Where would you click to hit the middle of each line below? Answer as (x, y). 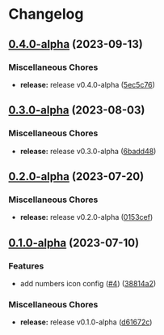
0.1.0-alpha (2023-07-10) (74, 243)
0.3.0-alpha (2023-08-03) (77, 110)
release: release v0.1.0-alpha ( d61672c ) (86, 322)
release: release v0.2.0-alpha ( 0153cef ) (86, 217)
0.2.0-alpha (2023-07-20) (76, 176)
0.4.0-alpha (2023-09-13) (76, 44)
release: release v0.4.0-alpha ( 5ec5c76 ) (88, 84)
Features (26, 266)
